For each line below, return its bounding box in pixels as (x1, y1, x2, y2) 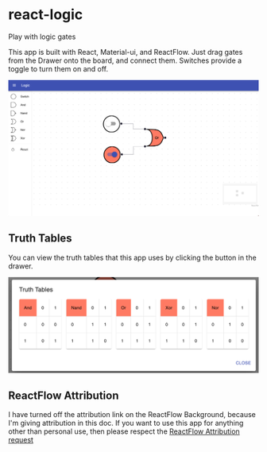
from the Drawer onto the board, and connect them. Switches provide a (8, 56, 242, 65)
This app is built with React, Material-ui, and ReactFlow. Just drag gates (8, 47, 243, 56)
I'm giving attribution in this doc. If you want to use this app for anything (8, 419, 244, 428)
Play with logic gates (8, 32, 76, 41)
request (8, 435, 34, 445)
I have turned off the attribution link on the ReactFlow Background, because (8, 410, 256, 419)
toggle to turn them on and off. (8, 64, 109, 73)
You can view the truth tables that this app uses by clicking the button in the (8, 253, 257, 262)
